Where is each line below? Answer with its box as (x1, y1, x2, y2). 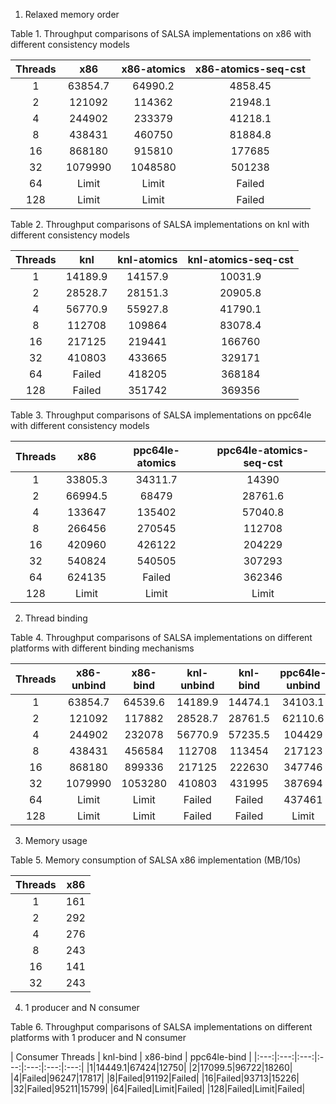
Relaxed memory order (24, 9, 120, 20)
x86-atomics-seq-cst (194, 62, 306, 76)
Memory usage (24, 835, 88, 846)
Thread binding (24, 612, 88, 624)
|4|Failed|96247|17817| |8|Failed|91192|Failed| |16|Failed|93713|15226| (10, 1072, 300, 1084)
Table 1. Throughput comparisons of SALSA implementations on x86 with (10, 28, 312, 39)
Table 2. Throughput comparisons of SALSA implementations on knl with (10, 219, 310, 230)
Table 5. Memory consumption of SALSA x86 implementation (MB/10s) (10, 854, 302, 866)
